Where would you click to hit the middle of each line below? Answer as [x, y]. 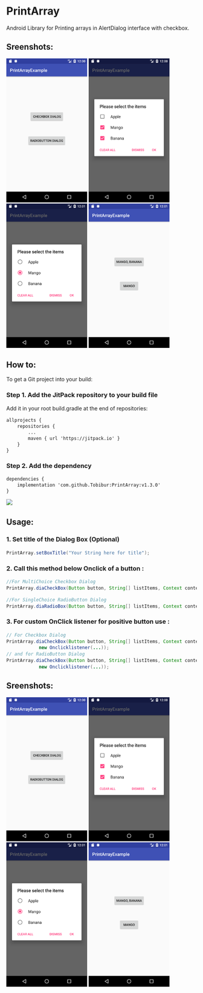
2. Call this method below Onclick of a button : [75, 568]
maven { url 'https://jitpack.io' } [74, 438]
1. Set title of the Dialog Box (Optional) [63, 540]
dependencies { [25, 479]
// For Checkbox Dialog [36, 635]
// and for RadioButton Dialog [46, 654]
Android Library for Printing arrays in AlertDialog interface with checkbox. [98, 28]
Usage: [20, 522]
